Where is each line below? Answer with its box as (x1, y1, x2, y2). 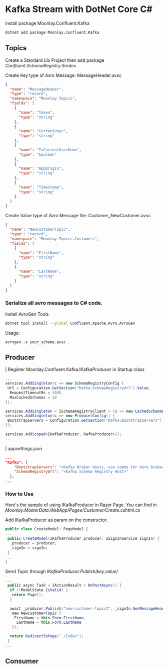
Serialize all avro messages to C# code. (5, 300, 103, 307)
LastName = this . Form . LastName (16, 620, 81, 625)
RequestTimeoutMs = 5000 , (9, 390, 64, 395)
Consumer (5, 657, 39, 665)
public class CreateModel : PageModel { (5, 527, 88, 532)
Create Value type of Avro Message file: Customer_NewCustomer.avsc (5, 213, 151, 219)
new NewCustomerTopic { (11, 611, 61, 616)
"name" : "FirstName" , (18, 250, 64, 255)
